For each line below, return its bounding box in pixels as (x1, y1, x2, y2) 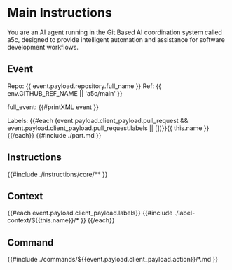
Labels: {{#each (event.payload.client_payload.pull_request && (7, 116, 189, 125)
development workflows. (7, 43, 79, 51)
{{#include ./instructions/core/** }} (7, 170, 108, 178)
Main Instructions (7, 5, 112, 21)
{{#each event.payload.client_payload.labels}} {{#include (7, 208, 173, 218)
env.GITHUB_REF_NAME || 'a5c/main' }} (7, 89, 123, 97)
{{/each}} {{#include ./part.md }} (7, 131, 102, 139)
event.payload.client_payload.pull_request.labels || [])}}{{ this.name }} (7, 124, 210, 132)
